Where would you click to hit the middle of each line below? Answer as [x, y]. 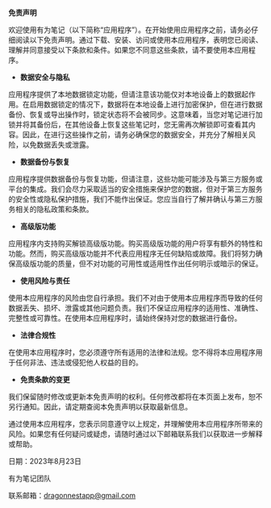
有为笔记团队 [29, 478]
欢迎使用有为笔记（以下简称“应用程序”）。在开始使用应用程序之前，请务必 [130, 30]
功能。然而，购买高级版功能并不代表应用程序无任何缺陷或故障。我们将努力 [132, 254]
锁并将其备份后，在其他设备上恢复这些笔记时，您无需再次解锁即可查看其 [128, 125]
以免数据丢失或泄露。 [58, 145]
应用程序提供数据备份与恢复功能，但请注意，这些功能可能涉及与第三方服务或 [135, 179]
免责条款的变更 [45, 379]
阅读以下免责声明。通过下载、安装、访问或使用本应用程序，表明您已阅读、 [139, 40]
